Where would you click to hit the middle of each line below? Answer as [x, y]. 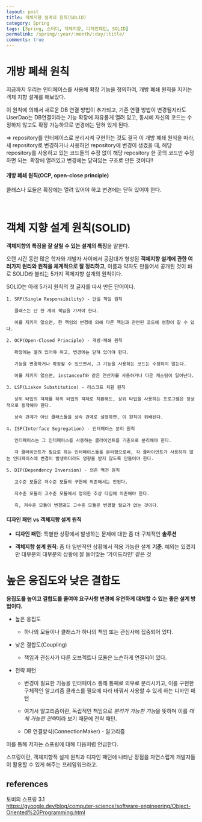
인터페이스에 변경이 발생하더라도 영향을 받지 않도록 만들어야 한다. [84, 459]
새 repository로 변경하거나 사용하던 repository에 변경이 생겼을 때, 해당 [89, 145]
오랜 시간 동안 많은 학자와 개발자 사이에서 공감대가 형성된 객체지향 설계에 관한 [96, 259]
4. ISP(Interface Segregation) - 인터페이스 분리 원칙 [71, 429]
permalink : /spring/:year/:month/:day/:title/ [66, 34]
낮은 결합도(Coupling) [41, 645]
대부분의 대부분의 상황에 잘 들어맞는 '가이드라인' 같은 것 [86, 554]
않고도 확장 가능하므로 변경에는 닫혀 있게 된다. [76, 125]
